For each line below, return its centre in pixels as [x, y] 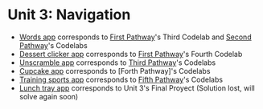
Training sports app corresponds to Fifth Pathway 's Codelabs [121, 79]
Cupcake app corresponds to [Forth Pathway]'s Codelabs [115, 71]
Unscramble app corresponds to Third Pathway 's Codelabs [117, 63]
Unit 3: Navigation [69, 15]
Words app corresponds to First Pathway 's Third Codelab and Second [135, 37]
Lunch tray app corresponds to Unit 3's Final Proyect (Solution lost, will [137, 88]
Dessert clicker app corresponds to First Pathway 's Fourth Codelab [131, 54]
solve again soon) [49, 96]
